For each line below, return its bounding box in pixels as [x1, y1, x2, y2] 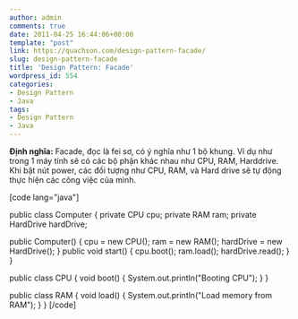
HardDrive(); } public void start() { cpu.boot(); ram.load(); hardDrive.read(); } [9, 246, 290, 256]
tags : [9, 105, 30, 114]
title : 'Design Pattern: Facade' [9, 64, 134, 73]
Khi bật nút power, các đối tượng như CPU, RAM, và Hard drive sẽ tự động [9, 165, 282, 176]
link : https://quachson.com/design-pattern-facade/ [9, 47, 206, 56]
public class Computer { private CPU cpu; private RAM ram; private [9, 210, 257, 220]
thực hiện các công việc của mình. [9, 175, 137, 185]
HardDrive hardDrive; [9, 219, 88, 229]
